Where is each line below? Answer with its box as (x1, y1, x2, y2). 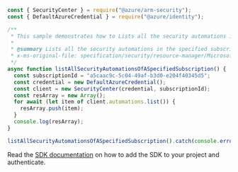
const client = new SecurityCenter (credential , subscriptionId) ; (13, 85, 211, 92)
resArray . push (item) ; (20, 105, 84, 113)
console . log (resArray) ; (13, 118, 84, 125)
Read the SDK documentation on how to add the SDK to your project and (7, 150, 220, 159)
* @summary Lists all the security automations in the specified (10, 46, 208, 53)
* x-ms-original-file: (10, 52, 78, 59)
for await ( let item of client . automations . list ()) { (13, 98, 176, 105)
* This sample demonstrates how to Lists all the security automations (10, 33, 227, 40)
